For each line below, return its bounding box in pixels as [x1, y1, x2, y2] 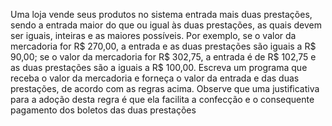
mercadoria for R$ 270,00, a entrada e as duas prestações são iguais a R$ [10, 40, 317, 52]
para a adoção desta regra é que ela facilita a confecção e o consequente [10, 94, 315, 105]
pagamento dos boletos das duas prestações [10, 104, 197, 116]
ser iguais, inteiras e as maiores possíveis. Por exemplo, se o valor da [10, 30, 297, 41]
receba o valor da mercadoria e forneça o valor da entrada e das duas [10, 72, 300, 84]
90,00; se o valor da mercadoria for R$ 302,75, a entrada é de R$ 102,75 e [10, 51, 317, 63]
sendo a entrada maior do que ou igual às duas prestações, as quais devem [10, 19, 322, 31]
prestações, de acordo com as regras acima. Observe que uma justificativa [10, 83, 320, 94]
